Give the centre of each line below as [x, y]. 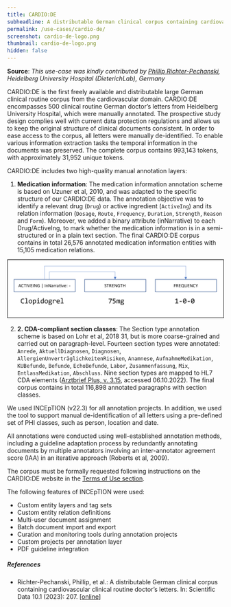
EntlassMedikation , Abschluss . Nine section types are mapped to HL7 [115, 373]
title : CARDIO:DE [32, 14]
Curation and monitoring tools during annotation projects [97, 534]
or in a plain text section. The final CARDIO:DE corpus [124, 235]
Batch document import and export [66, 527]
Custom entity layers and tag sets [64, 505]
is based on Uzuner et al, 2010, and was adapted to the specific [107, 191]
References [24, 564]
